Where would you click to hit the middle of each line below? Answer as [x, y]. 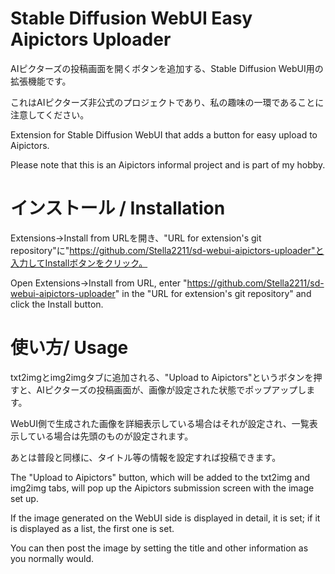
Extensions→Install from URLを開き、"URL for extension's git [136, 238]
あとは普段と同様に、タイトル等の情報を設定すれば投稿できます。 [146, 457]
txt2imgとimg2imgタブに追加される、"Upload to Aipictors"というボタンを [162, 377]
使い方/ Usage [69, 348]
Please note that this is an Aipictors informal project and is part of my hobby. [168, 164]
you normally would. [52, 558]
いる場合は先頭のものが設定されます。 [115, 436]
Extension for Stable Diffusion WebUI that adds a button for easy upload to [164, 134]
